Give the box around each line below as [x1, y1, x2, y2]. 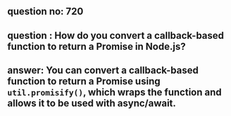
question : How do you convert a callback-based [7, 30, 224, 41]
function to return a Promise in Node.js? [7, 40, 186, 52]
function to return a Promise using [7, 75, 161, 87]
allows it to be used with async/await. [7, 98, 176, 110]
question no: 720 [7, 6, 84, 18]
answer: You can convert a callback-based [7, 65, 199, 77]
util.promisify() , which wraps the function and [7, 86, 222, 98]
